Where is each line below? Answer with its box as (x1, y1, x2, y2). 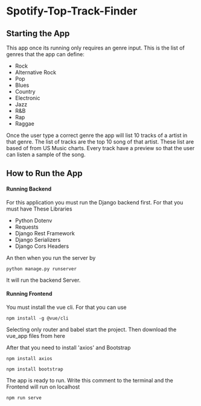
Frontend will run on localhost (6, 383, 80, 390)
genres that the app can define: (6, 51, 85, 58)
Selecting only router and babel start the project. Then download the (6, 326, 177, 333)
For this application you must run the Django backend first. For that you (6, 198, 183, 206)
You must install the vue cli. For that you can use (6, 303, 127, 311)
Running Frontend (6, 290, 53, 297)
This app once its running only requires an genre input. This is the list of (6, 44, 185, 51)
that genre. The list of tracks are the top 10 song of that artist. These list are (6, 138, 194, 145)
